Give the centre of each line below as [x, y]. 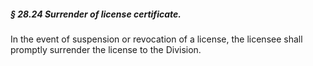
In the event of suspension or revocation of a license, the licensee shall [156, 39]
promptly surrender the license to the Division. [106, 49]
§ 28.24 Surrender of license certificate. [96, 14]
